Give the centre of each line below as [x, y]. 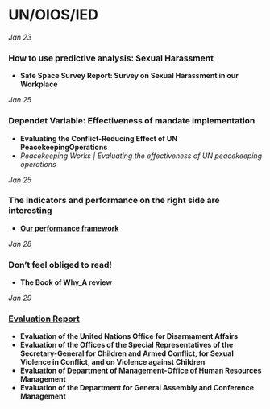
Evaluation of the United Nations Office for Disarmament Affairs [129, 336]
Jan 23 [20, 37]
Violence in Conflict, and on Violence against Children [112, 362]
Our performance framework [69, 228]
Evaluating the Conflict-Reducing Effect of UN [99, 138]
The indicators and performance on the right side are [114, 201]
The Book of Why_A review [66, 282]
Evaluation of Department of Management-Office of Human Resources [141, 371]
